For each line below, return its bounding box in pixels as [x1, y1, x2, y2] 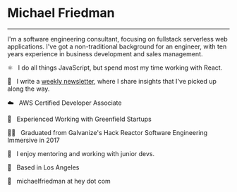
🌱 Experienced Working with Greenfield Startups [7, 115, 152, 123]
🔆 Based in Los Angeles [7, 163, 80, 172]
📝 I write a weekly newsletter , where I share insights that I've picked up [7, 77, 217, 85]
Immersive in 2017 [7, 136, 60, 144]
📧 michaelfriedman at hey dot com [7, 177, 111, 185]
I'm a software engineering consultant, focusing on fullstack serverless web [7, 34, 228, 43]
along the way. [7, 84, 50, 93]
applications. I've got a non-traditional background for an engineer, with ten [7, 42, 227, 51]
